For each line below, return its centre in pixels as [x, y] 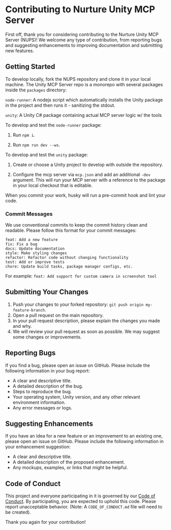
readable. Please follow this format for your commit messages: [71, 230]
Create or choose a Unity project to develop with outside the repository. [88, 164]
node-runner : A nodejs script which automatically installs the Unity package [84, 100]
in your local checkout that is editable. [52, 185]
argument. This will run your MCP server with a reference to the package [89, 180]
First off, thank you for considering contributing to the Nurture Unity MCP [82, 34]
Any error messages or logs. [42, 407]
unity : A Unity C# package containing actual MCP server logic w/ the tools [83, 115]
